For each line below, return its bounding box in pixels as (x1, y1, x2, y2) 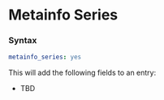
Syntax (8, 35, 37, 46)
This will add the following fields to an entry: (8, 67, 157, 78)
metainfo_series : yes (8, 53, 82, 62)
